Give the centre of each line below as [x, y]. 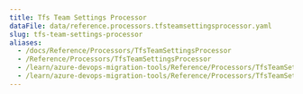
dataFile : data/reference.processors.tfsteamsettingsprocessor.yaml [141, 26]
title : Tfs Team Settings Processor [78, 17]
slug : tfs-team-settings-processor [76, 34]
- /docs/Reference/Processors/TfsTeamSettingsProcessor [124, 51]
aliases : [26, 43]
